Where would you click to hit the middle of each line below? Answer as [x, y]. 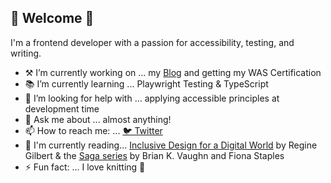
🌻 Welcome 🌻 [52, 18]
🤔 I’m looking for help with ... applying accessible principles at [152, 98]
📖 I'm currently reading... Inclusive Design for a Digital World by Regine [171, 145]
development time [62, 108]
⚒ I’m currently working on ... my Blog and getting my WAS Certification [173, 72]
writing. [26, 53]
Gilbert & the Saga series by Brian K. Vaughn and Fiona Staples [154, 155]
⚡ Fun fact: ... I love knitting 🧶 [85, 167]
